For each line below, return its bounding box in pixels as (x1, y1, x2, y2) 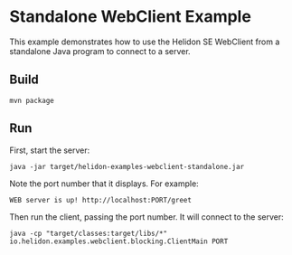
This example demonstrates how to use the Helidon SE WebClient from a (9, 36, 280, 47)
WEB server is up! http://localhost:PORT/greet (9, 195, 193, 204)
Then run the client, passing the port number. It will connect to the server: (9, 211, 285, 222)
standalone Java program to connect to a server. (9, 45, 192, 56)
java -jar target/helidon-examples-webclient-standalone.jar (9, 162, 245, 171)
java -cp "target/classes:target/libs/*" (9, 229, 168, 238)
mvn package (9, 96, 54, 105)
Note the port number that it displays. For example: (9, 178, 199, 189)
